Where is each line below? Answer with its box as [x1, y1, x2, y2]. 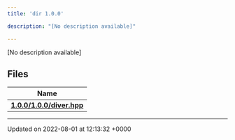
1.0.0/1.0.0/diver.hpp [10, 100, 84, 110]
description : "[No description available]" [7, 22, 136, 30]
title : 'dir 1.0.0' [7, 10, 64, 17]
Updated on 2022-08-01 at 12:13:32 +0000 [7, 125, 131, 133]
